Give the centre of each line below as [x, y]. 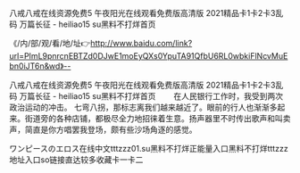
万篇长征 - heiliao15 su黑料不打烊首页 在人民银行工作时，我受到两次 [151, 96]
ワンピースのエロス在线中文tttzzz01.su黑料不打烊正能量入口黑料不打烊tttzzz [149, 148]
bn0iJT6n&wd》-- [40, 66]
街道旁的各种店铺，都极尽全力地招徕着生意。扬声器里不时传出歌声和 [150, 118]
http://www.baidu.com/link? [142, 43]
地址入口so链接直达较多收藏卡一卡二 [76, 160]
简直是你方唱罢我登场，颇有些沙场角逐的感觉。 [111, 129]
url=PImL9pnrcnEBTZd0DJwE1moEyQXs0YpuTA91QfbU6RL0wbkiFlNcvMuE [149, 56]
